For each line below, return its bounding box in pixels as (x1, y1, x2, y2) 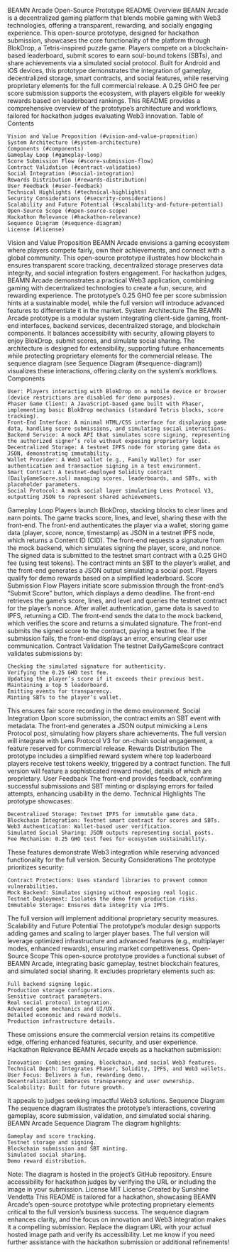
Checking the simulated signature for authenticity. (7, 663, 167, 670)
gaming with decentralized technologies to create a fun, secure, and (7, 284, 207, 292)
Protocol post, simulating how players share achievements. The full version (7, 729, 227, 737)
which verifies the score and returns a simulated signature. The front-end (7, 619, 222, 627)
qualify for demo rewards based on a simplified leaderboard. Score (7, 574, 204, 582)
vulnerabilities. (7, 883, 59, 890)
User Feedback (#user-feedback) (7, 182, 103, 190)
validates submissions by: (7, 649, 83, 657)
